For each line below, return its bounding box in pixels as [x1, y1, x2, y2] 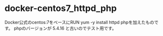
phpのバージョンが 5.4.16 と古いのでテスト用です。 [14, 25, 117, 31]
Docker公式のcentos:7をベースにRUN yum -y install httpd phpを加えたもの [4, 19, 154, 25]
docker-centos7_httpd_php [4, 3, 117, 14]
